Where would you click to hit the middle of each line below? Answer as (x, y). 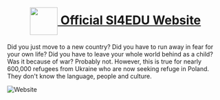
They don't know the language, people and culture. (80, 76)
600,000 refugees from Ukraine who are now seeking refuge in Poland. (108, 68)
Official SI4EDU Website (131, 20)
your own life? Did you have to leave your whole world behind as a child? (110, 54)
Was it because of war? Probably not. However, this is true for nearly (104, 61)
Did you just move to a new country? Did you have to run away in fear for (110, 47)
